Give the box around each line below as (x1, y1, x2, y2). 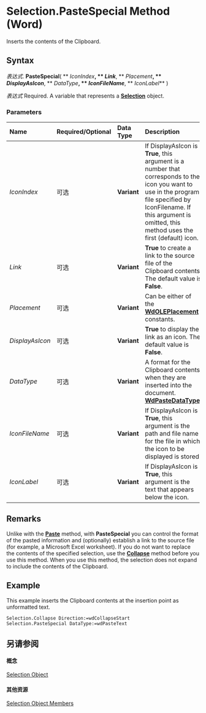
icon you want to (145, 180, 193, 188)
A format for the (145, 358, 191, 366)
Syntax (6, 55, 34, 66)
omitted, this (145, 218, 181, 227)
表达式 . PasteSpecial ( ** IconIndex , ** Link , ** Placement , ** (6, 72, 162, 80)
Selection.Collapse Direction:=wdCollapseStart (6, 615, 131, 621)
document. (145, 388, 176, 397)
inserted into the (145, 381, 192, 390)
